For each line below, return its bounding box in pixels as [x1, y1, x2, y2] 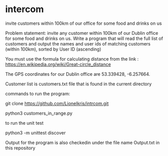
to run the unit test [5, 120, 44, 126]
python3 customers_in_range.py [5, 110, 72, 116]
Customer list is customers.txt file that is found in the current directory [5, 81, 152, 87]
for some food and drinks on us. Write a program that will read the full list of [5, 35, 163, 41]
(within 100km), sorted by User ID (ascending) [5, 46, 101, 52]
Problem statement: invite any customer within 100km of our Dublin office [5, 30, 158, 36]
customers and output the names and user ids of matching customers [5, 40, 151, 46]
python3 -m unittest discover [5, 130, 66, 136]
